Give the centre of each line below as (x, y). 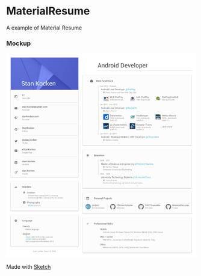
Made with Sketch (29, 266)
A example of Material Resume (44, 28)
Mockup (19, 43)
